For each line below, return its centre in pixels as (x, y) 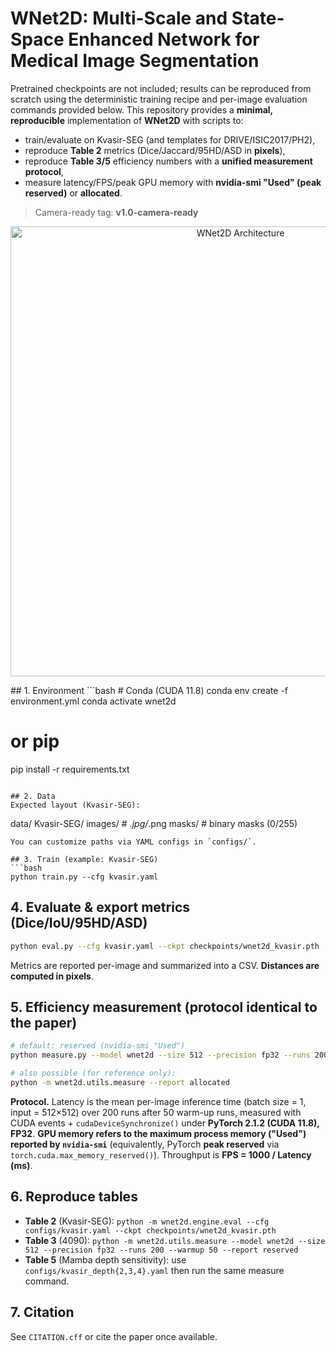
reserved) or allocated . (73, 193)
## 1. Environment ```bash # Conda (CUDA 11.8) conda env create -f (149, 690)
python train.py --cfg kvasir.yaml (84, 877)
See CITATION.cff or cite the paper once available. (114, 1336)
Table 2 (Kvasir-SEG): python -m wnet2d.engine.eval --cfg (147, 1221)
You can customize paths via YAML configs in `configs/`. (133, 842)
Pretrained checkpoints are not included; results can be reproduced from (161, 88)
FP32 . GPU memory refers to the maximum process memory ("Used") (158, 1133)
